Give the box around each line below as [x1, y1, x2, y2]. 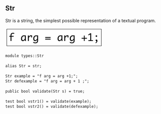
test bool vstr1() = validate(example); [5, 99, 92, 104]
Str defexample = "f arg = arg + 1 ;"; [5, 79, 90, 84]
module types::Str [5, 53, 44, 58]
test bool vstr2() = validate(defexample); [5, 104, 99, 109]
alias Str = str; [5, 63, 42, 68]
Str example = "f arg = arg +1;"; [5, 73, 78, 79]
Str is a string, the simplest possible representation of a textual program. [5, 17, 156, 23]
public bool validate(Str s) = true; [5, 89, 85, 94]
